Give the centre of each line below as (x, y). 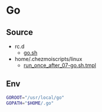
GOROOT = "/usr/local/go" (35, 97)
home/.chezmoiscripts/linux (48, 59)
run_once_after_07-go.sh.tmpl (60, 65)
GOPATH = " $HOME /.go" (30, 103)
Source (20, 32)
